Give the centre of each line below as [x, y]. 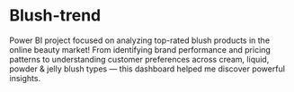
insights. [25, 78]
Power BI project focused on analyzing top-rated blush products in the [140, 40]
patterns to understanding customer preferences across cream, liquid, [139, 59]
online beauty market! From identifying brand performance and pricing [140, 49]
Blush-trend [55, 16]
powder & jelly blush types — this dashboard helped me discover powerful [147, 69]
